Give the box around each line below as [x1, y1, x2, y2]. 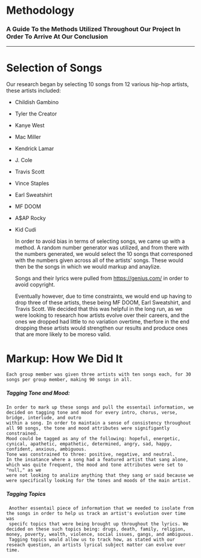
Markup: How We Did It [6, 352, 123, 365]
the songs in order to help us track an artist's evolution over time [6, 511, 186, 517]
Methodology [6, 4, 75, 17]
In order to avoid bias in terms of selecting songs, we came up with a [14, 237, 185, 245]
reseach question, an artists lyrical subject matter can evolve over [6, 542, 186, 548]
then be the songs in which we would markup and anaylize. [14, 263, 162, 270]
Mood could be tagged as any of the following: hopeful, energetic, [6, 436, 181, 442]
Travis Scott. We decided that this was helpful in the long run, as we [14, 306, 182, 313]
